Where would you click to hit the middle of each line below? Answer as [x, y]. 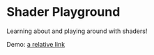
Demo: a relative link [36, 44]
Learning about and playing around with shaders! [77, 31]
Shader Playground [63, 12]
